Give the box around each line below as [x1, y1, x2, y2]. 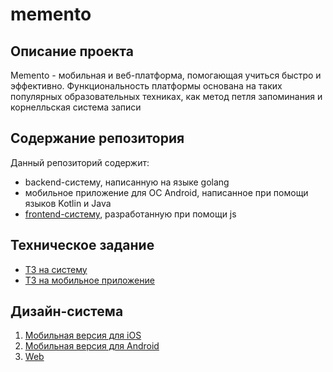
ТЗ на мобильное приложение [24, 274, 155, 286]
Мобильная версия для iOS [24, 329, 142, 342]
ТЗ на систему [24, 263, 88, 275]
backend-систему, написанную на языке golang [24, 176, 230, 188]
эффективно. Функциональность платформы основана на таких [10, 80, 283, 92]
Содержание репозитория [10, 130, 185, 147]
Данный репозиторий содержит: [10, 156, 150, 168]
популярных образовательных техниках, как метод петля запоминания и [10, 91, 323, 102]
